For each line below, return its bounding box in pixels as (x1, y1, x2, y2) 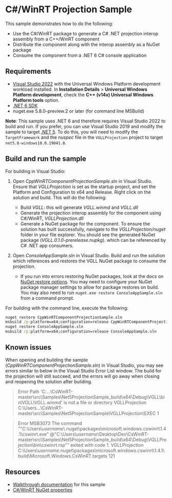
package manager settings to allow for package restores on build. (20, 284, 159, 290)
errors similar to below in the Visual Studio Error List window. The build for (5, 367, 162, 374)
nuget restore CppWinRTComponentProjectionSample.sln (5, 315, 123, 320)
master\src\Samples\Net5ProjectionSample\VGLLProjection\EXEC (17, 410, 156, 416)
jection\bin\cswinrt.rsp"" (17, 442, 70, 448)
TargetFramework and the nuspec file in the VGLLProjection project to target (5, 134, 163, 140)
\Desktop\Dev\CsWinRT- (97, 431, 149, 437)
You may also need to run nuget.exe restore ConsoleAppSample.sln (20, 289, 163, 296)
